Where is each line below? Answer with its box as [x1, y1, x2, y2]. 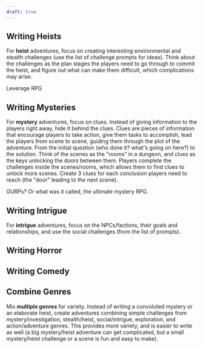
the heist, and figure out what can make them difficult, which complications [6, 67, 195, 74]
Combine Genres [6, 287, 72, 297]
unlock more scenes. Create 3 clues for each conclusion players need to [6, 170, 188, 177]
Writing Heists [6, 31, 62, 42]
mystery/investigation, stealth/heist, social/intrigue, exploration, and [6, 315, 176, 323]
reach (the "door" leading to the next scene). [6, 176, 118, 183]
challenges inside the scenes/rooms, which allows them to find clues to [6, 163, 185, 171]
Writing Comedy [6, 266, 70, 276]
